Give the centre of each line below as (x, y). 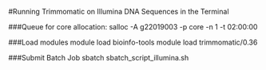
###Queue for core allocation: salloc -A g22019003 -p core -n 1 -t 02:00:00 (133, 27)
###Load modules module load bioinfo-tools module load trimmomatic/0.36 (133, 42)
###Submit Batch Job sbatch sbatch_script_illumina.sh (99, 58)
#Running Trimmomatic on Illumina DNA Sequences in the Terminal (119, 12)
